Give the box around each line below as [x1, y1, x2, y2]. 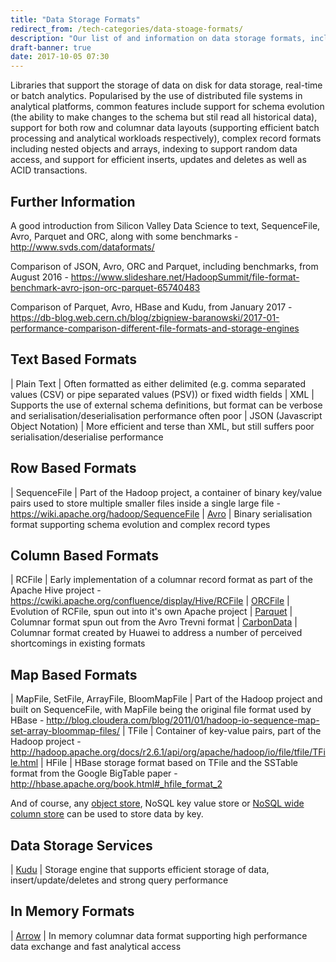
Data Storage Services [10, 837, 153, 854]
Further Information [10, 193, 136, 210]
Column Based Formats [10, 547, 159, 564]
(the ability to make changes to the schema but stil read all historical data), [10, 111, 318, 123]
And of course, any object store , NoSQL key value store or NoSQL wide [10, 797, 305, 810]
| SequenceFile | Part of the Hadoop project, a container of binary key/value [10, 486, 323, 498]
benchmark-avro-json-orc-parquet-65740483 [10, 281, 201, 293]
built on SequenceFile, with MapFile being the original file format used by [10, 704, 312, 716]
